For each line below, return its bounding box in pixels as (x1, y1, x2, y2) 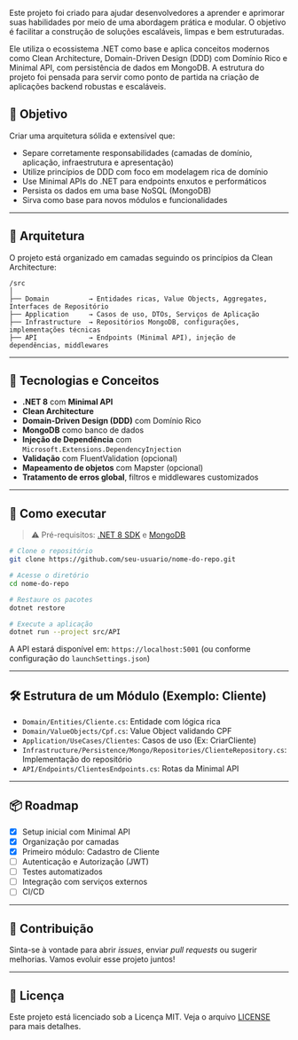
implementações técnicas (9, 325, 101, 334)
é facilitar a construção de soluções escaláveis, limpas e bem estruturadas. (9, 27, 285, 36)
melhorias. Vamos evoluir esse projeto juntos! (9, 954, 176, 965)
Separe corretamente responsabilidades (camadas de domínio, (21, 147, 253, 158)
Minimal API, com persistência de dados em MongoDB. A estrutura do (9, 62, 264, 73)
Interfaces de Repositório (9, 301, 109, 311)
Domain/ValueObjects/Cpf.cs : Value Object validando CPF (21, 726, 232, 737)
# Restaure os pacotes (9, 595, 93, 604)
